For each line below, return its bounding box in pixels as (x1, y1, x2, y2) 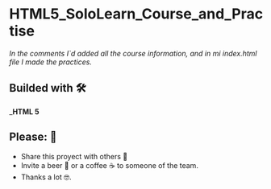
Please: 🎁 (9, 130, 57, 144)
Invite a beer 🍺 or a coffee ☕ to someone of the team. (20, 160, 198, 170)
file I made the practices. (9, 57, 92, 67)
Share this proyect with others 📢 (20, 151, 128, 161)
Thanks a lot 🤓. (20, 172, 72, 182)
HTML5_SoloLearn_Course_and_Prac (9, 5, 264, 23)
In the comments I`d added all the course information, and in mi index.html (9, 48, 257, 58)
